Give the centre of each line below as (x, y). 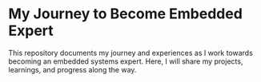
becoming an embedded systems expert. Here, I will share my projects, (126, 61)
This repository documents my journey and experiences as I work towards (131, 53)
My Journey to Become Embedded (125, 14)
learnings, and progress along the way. (72, 69)
